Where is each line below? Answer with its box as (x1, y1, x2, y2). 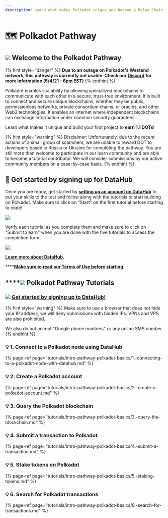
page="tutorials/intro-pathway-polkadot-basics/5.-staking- (32, 473, 155, 479)
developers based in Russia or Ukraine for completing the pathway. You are (5, 144, 162, 150)
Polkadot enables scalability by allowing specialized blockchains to (5, 87, 144, 93)
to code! (5, 205, 23, 211)
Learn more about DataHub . (5, 254, 64, 260)
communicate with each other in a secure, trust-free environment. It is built (5, 93, 161, 99)
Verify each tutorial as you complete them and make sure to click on (5, 224, 146, 230)
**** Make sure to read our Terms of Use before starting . (5, 264, 125, 270)
